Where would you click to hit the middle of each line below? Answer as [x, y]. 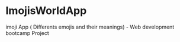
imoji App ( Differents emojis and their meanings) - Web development [90, 27]
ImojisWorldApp [46, 11]
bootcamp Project [28, 33]
